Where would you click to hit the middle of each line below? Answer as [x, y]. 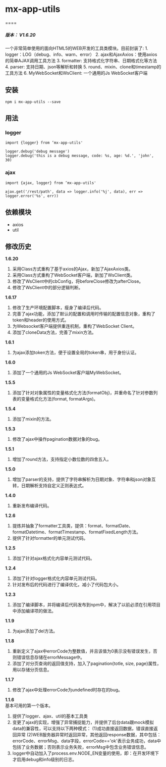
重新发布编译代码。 [32, 506]
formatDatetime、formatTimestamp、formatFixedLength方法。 [77, 532]
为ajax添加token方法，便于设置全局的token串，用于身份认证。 [76, 353]
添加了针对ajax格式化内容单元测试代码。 [54, 559]
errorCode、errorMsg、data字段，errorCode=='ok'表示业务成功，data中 [87, 741]
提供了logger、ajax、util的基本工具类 [50, 716]
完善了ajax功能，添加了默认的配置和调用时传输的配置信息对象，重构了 [84, 314]
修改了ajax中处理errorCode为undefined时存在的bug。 [67, 690]
